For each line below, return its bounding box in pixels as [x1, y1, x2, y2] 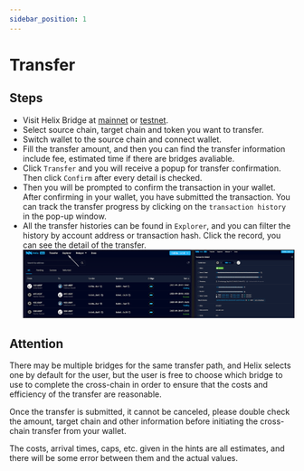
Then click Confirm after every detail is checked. [22, 172, 203, 183]
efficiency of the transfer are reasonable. [9, 389, 162, 400]
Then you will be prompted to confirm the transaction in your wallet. [22, 182, 276, 193]
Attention [9, 335, 63, 352]
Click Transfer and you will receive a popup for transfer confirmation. [22, 163, 282, 174]
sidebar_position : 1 [9, 14, 88, 24]
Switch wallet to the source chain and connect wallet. [22, 134, 222, 145]
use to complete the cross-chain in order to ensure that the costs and [9, 380, 269, 390]
